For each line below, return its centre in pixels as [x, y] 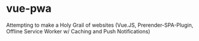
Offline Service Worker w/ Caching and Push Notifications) [78, 31]
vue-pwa [29, 9]
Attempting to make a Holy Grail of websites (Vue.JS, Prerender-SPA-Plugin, [100, 25]
